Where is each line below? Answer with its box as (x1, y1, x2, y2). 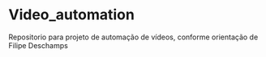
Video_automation (8, 6, 135, 24)
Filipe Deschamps (8, 40, 69, 50)
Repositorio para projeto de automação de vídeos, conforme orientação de (8, 32, 259, 42)
